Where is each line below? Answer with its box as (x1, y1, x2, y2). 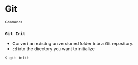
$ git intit (5, 55, 29, 61)
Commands (5, 20, 23, 24)
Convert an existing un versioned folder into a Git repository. (12, 41, 134, 47)
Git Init (5, 31, 26, 36)
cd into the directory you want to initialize (12, 46, 95, 52)
